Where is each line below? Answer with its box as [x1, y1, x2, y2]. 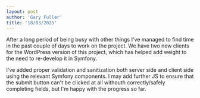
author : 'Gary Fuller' [6, 14, 62, 20]
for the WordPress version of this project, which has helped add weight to [6, 49, 187, 56]
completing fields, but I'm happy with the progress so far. [6, 86, 147, 93]
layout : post [6, 8, 39, 15]
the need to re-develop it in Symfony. [6, 55, 98, 62]
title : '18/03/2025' [6, 20, 58, 26]
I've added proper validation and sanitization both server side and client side [6, 67, 194, 74]
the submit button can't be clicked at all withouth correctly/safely [6, 79, 165, 86]
